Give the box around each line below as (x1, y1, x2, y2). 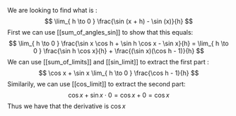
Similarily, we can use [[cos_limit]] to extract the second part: (7, 80, 186, 88)
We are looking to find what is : (7, 6, 98, 14)
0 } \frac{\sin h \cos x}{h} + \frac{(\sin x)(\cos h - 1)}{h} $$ (33, 47, 205, 55)
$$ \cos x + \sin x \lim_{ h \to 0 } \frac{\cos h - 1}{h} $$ (38, 69, 199, 77)
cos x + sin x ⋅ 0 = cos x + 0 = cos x (68, 91, 170, 99)
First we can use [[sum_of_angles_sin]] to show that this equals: (7, 28, 194, 36)
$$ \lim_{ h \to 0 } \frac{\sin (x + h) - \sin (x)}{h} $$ (45, 17, 193, 25)
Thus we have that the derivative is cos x (7, 102, 126, 110)
